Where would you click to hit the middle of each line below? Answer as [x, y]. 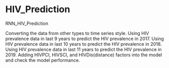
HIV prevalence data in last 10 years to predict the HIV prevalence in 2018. [84, 44]
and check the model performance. [43, 60]
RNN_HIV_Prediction [27, 23]
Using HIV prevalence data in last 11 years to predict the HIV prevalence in [83, 49]
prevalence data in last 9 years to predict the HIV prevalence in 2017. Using [85, 39]
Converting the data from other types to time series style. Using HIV [77, 33]
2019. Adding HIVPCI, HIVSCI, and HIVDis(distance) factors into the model [84, 55]
